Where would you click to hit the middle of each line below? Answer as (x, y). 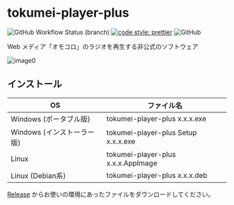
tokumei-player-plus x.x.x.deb (157, 175)
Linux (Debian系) (38, 176)
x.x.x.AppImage (132, 163)
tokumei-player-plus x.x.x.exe (157, 119)
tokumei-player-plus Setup (152, 132)
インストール (35, 84)
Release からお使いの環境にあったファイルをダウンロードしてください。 (111, 194)
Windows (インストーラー (53, 132)
